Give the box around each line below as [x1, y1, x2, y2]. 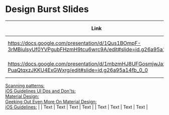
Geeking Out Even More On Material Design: [5, 98, 97, 104]
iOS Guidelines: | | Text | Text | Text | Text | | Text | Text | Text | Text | [5, 104, 148, 110]
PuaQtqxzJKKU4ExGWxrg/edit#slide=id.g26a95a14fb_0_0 [8, 66, 148, 73]
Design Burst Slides [5, 4, 89, 15]
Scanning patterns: [5, 82, 45, 88]
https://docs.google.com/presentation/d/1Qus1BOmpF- [8, 39, 141, 46]
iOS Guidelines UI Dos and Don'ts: [5, 88, 76, 94]
